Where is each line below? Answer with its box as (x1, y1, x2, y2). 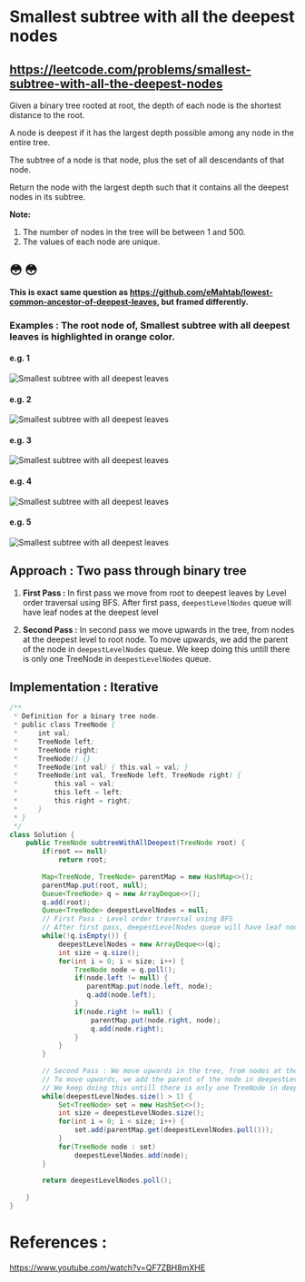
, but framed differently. (156, 296, 249, 307)
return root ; (57, 855, 107, 864)
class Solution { (9, 830, 75, 839)
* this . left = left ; (13, 788, 124, 797)
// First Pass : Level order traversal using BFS (42, 914, 233, 923)
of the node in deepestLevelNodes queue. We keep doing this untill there (22, 643, 290, 655)
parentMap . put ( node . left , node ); (86, 982, 213, 991)
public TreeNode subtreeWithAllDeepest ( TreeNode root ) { (25, 838, 246, 848)
